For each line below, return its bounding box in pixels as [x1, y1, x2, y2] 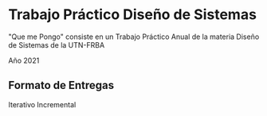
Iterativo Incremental [8, 99, 77, 109]
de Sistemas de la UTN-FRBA [8, 40, 105, 49]
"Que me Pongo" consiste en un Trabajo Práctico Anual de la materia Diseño [8, 32, 260, 41]
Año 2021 [8, 56, 40, 65]
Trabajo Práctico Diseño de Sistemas [8, 6, 257, 24]
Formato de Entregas [8, 79, 115, 92]
